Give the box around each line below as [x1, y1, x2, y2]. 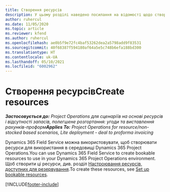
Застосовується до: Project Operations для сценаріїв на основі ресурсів [5, 113, 163, 120]
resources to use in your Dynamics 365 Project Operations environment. [5, 156, 156, 162]
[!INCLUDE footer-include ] [5, 181, 59, 187]
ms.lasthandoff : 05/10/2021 [5, 59, 65, 64]
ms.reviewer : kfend [5, 31, 47, 36]
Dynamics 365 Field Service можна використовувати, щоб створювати [5, 139, 157, 145]
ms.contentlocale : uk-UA [5, 54, 58, 60]
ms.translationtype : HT [5, 50, 56, 55]
